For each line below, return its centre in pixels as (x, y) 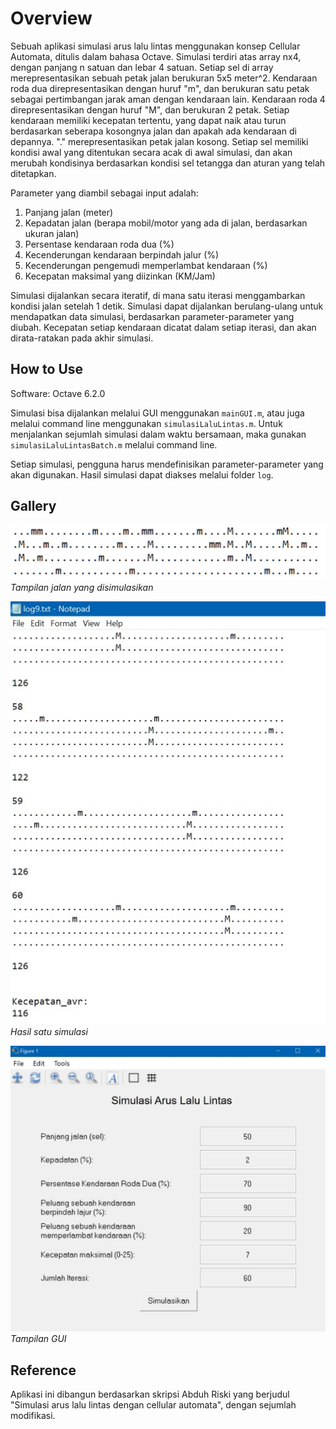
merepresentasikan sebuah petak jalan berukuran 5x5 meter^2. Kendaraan (164, 78)
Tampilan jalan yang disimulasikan (82, 587)
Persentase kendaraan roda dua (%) (99, 244)
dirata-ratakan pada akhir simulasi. (82, 338)
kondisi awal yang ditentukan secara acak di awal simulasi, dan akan (151, 152)
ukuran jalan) (52, 233)
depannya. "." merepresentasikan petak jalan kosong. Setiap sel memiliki (159, 141)
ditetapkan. (33, 173)
